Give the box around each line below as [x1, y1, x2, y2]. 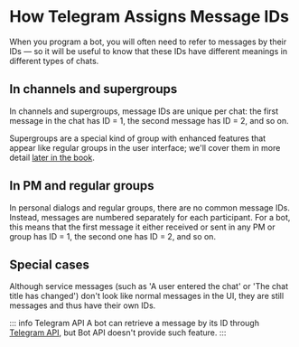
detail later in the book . [9, 152, 95, 163]
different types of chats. [9, 55, 99, 66]
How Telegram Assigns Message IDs [9, 6, 289, 27]
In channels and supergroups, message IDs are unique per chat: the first [9, 106, 279, 117]
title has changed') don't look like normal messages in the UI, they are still [9, 291, 285, 302]
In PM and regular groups [9, 178, 155, 193]
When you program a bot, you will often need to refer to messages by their [9, 36, 287, 47]
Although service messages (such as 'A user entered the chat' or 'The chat [9, 281, 289, 292]
